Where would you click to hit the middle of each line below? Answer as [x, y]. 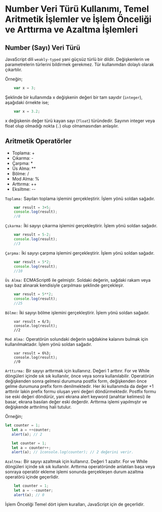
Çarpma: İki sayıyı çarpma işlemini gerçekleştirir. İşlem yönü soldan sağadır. [80, 253]
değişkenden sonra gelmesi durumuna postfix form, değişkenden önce [76, 381]
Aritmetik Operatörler [38, 141]
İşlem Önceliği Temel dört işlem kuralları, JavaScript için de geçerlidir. [75, 504]
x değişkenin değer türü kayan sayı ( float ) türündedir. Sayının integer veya [80, 121]
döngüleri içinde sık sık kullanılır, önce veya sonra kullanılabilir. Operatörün [80, 376]
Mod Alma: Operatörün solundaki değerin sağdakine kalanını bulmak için [77, 339]
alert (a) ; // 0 [29, 495]
